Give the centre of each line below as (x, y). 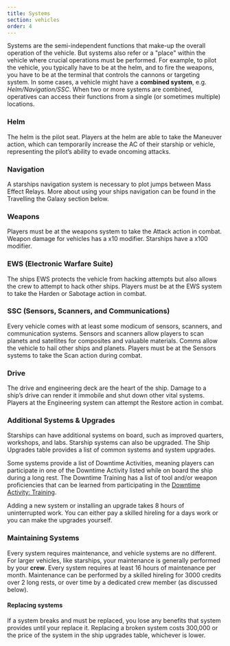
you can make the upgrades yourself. (60, 520)
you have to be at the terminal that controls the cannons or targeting (104, 75)
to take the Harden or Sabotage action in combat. (77, 293)
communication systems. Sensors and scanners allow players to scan (106, 333)
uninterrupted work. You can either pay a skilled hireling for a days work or (113, 513)
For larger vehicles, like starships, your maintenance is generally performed (114, 560)
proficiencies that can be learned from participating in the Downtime (104, 485)
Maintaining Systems (43, 538)
